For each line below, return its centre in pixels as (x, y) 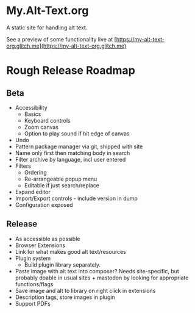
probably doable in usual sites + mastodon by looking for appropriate (102, 278)
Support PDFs (33, 303)
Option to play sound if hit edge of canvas (77, 133)
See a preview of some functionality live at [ (62, 39)
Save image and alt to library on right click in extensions (85, 290)
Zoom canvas (41, 127)
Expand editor (33, 192)
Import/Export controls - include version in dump (76, 198)
